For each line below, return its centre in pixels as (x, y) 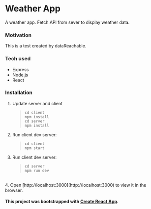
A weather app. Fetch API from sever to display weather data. (67, 22)
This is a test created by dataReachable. (46, 46)
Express (20, 69)
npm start (35, 148)
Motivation (18, 35)
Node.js (20, 75)
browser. (14, 190)
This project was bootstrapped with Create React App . (62, 202)
